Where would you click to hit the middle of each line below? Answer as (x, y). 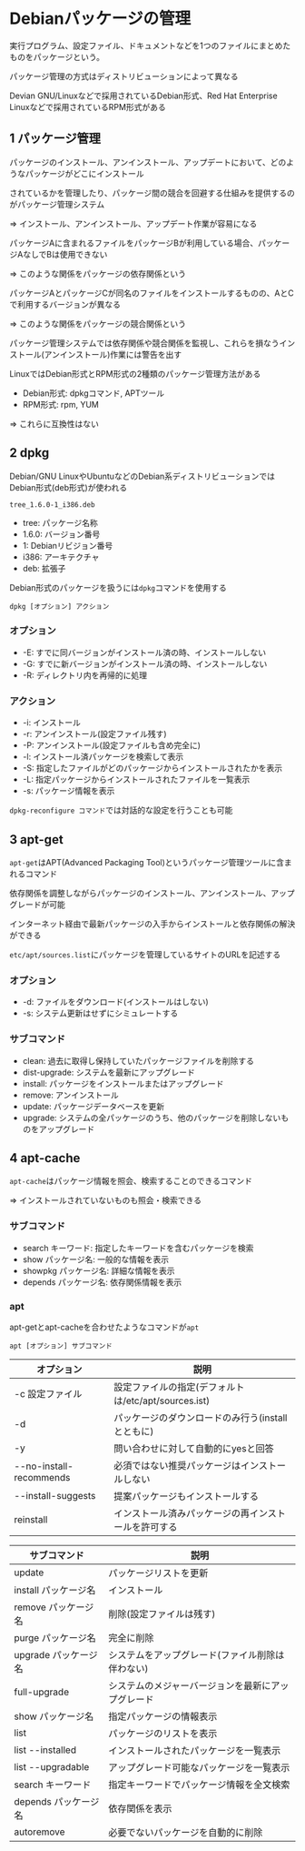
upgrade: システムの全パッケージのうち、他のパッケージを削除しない (152, 1118)
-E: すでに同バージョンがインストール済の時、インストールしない (144, 652)
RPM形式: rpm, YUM (61, 404)
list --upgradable (52, 1766)
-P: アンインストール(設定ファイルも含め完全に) (112, 745)
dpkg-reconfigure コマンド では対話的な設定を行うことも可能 (121, 810)
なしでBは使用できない (65, 254)
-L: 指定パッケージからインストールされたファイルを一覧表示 (136, 780)
